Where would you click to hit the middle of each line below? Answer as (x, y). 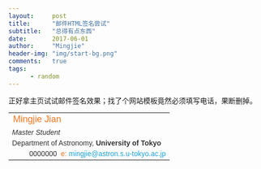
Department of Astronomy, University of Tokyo (87, 143)
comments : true (38, 62)
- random (45, 76)
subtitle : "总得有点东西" (52, 31)
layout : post (38, 16)
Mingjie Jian (38, 119)
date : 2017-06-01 (49, 39)
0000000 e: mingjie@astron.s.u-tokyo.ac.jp (98, 154)
